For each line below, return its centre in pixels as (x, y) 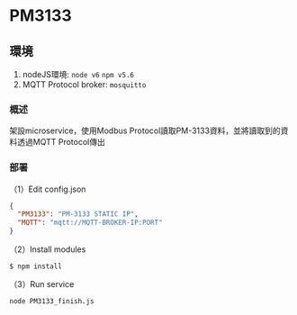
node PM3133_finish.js (52, 301)
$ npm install (36, 266)
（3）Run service (42, 284)
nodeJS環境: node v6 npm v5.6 (78, 74)
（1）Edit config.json (48, 189)
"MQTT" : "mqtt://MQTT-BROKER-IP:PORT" (90, 223)
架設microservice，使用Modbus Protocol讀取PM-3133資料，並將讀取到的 (145, 130)
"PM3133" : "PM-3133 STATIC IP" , (78, 214)
